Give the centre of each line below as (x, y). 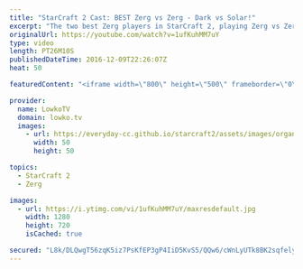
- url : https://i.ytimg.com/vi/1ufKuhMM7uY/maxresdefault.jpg (137, 209)
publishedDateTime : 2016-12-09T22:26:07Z (88, 60)
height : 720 (48, 226)
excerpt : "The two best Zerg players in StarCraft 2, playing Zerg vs (145, 26)
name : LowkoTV (44, 109)
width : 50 (51, 143)
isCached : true (54, 234)
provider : (28, 100)
